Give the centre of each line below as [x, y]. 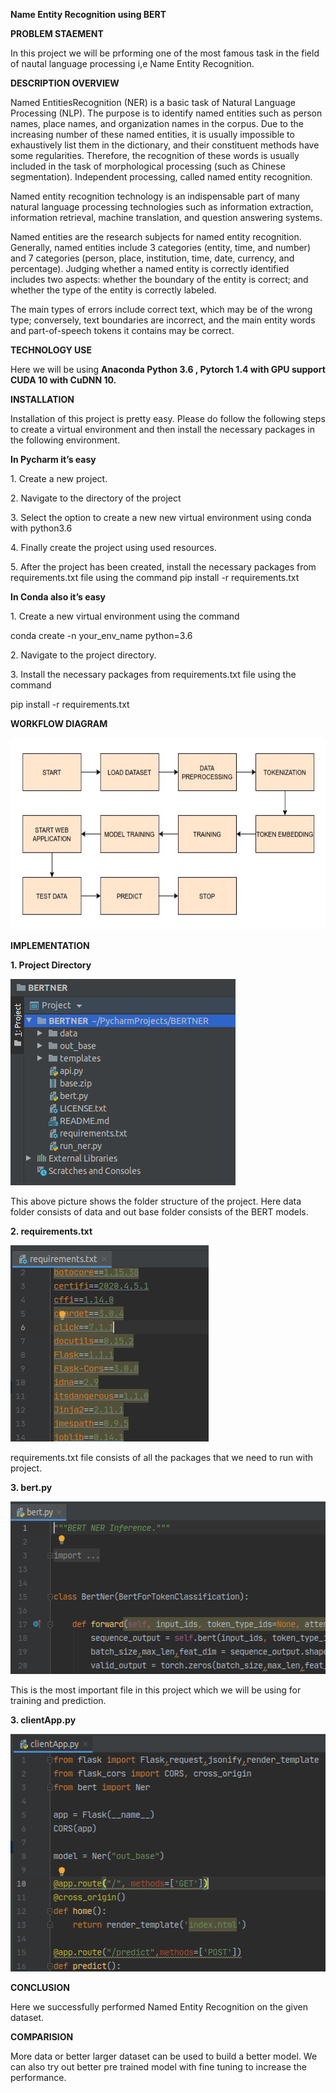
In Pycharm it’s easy [53, 459]
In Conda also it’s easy [58, 597]
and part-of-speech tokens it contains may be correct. [122, 330]
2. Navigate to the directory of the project [96, 498]
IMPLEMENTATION [50, 945]
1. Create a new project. [59, 478]
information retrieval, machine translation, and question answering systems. [166, 217]
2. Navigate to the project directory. [83, 655]
